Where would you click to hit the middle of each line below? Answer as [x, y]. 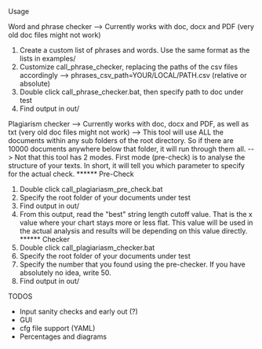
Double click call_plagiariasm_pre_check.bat [91, 189]
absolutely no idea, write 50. [65, 273]
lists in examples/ [47, 59]
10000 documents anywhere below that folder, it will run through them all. [127, 149]
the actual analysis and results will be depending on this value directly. [133, 231]
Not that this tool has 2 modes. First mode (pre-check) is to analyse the [130, 157]
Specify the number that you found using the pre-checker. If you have [132, 264]
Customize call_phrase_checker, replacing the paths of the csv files [128, 67]
